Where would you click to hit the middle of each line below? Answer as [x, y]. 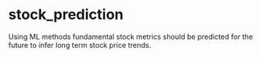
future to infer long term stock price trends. [80, 44]
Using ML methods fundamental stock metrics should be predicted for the [130, 37]
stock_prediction [66, 15]
